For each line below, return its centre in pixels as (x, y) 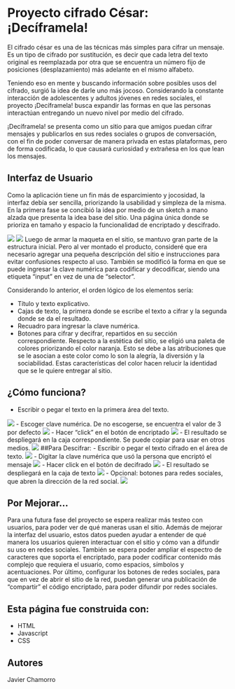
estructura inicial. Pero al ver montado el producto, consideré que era (107, 246)
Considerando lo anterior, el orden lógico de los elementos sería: (100, 290)
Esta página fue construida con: (78, 609)
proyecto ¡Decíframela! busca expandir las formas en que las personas (109, 105)
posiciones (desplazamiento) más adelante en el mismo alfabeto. (101, 69)
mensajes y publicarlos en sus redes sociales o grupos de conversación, (112, 134)
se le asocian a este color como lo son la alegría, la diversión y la (111, 356)
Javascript (33, 633)
